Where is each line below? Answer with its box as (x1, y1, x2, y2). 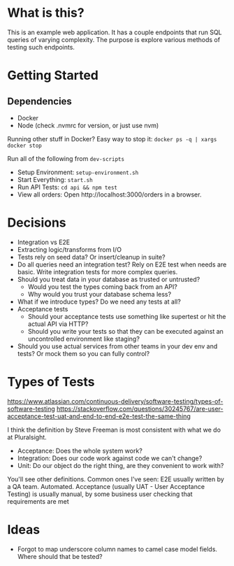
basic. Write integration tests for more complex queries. (17, 267, 178, 276)
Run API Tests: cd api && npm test (17, 183, 117, 191)
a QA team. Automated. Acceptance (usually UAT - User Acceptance (7, 482, 205, 490)
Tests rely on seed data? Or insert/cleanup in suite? (17, 253, 166, 261)
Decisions (7, 215, 66, 231)
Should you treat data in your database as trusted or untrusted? (17, 275, 200, 283)
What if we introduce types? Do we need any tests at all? (17, 297, 182, 306)
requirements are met (7, 497, 70, 505)
